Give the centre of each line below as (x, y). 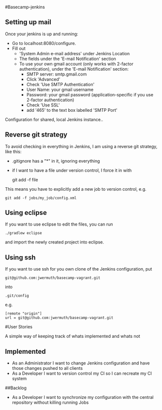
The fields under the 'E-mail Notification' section (67, 59)
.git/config (17, 296)
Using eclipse (26, 213)
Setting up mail (28, 22)
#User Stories (19, 327)
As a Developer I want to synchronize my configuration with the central (83, 397)
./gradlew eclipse (23, 233)
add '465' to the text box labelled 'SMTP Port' (72, 110)
